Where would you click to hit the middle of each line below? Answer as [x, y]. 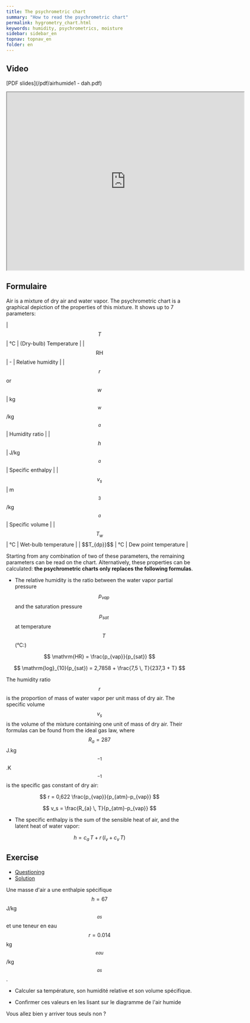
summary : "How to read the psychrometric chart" [67, 17]
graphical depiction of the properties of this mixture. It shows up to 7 [90, 307]
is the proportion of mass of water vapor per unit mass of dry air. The [91, 698]
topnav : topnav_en [29, 39]
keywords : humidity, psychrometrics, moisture [65, 28]
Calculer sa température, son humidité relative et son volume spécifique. [103, 990]
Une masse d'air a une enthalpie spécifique [59, 889]
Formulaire [27, 286]
